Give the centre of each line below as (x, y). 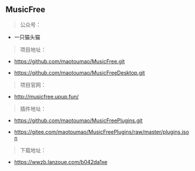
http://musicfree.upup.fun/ (46, 96)
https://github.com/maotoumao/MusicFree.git (69, 61)
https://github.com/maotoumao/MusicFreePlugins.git (78, 120)
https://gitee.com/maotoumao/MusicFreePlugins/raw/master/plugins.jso (101, 132)
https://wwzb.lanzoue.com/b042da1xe (61, 162)
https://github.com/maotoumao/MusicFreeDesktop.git (80, 72)
